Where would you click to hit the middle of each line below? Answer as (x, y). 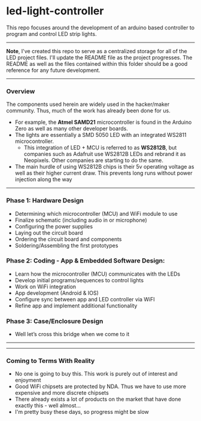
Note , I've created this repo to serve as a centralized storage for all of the (97, 51)
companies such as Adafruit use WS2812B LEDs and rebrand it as (105, 154)
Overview (21, 91)
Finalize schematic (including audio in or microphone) (81, 220)
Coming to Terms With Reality (51, 361)
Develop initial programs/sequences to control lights (79, 280)
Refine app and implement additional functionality (76, 306)
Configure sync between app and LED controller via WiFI (85, 299)
